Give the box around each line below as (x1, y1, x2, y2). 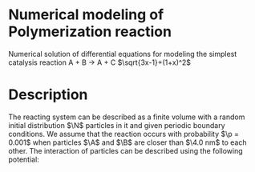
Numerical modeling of (8, 6, 164, 24)
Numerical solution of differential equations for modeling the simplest (8, 49, 237, 58)
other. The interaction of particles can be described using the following (8, 146, 243, 155)
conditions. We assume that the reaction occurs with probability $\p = (8, 129, 239, 138)
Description (8, 86, 88, 104)
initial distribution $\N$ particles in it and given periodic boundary (8, 120, 226, 130)
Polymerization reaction (8, 22, 172, 41)
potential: (8, 154, 40, 164)
